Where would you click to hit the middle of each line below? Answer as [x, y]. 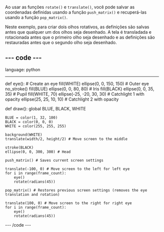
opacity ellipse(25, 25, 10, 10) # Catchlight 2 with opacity [62, 99]
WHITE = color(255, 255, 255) [36, 126]
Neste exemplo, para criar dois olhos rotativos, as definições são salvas [77, 27]
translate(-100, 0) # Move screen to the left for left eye [68, 169]
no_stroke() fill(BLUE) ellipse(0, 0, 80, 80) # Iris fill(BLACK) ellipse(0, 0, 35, [80, 89]
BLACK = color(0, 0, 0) [29, 122]
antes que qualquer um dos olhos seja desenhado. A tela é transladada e [78, 32]
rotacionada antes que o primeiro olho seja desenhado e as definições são [80, 37]
